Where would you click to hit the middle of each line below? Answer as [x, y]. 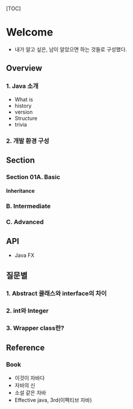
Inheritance [21, 191]
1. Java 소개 [22, 86]
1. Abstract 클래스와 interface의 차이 [57, 293]
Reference [25, 347]
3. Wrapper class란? [35, 328]
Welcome [30, 32]
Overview [24, 68]
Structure [26, 118]
